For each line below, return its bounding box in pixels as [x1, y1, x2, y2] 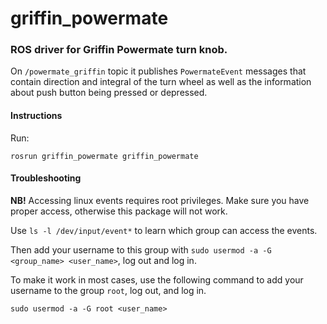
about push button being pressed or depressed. [10, 87, 208, 99]
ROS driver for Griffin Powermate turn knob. [10, 43, 228, 57]
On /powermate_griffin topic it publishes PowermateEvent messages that [10, 65, 307, 77]
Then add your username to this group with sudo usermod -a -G [10, 243, 272, 256]
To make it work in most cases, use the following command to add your [10, 273, 304, 286]
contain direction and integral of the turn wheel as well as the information [10, 76, 312, 88]
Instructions [10, 110, 63, 122]
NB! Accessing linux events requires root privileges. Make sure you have [10, 194, 310, 206]
